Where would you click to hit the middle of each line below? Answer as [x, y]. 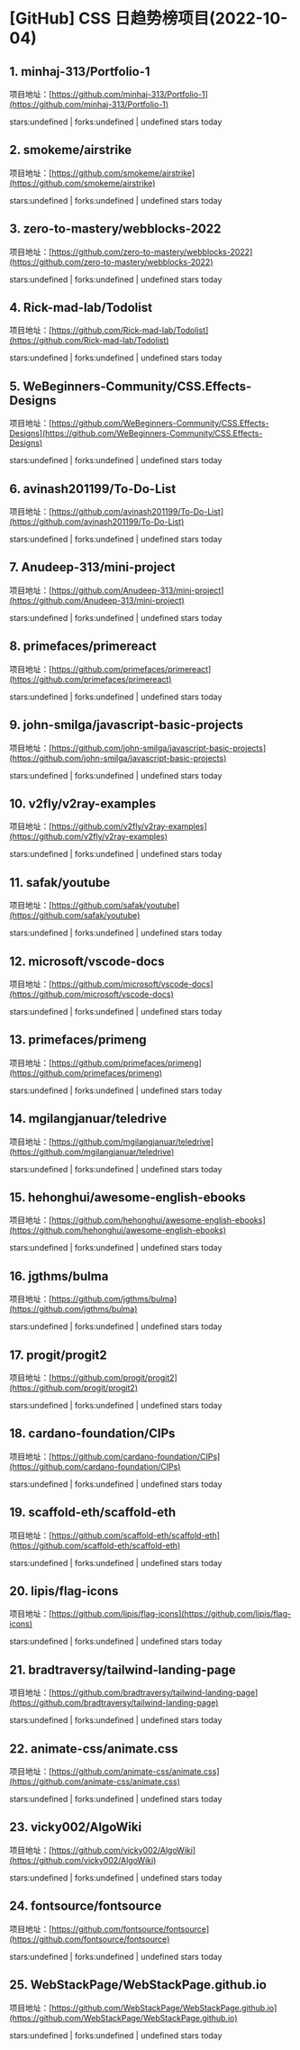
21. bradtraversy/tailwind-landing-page [123, 1669]
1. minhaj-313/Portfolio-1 [80, 72]
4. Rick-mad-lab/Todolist [81, 308]
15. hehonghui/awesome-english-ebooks [127, 1197]
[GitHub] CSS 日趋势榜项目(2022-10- [149, 18]
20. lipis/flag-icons [64, 1591]
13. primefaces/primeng [78, 1040]
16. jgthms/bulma [59, 1276]
